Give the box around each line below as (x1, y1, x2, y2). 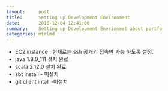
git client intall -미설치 (14, 78, 68, 86)
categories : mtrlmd (6, 31, 55, 37)
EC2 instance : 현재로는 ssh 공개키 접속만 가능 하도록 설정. (14, 48, 154, 56)
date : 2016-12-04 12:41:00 (6, 20, 90, 26)
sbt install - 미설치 (14, 71, 59, 78)
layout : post (6, 8, 50, 15)
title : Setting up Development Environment (6, 14, 130, 20)
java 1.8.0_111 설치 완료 (14, 56, 69, 63)
